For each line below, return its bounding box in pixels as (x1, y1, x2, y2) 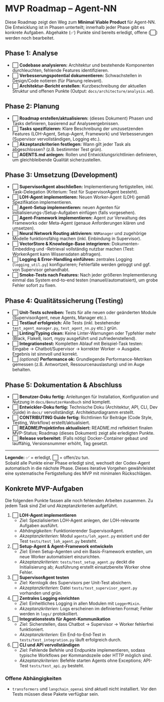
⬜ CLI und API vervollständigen (12, 642, 80, 648)
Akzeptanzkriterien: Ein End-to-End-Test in (19, 631, 106, 638)
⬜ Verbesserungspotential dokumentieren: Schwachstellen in (12, 72, 142, 78)
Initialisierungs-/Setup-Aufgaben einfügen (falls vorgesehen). (12, 210, 136, 215)
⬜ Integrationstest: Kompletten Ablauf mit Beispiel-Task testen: (12, 340, 143, 347)
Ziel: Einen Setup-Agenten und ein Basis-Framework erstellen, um (19, 548, 152, 554)
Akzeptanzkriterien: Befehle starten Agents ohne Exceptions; (19, 658, 143, 663)
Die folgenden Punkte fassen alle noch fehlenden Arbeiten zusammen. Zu (5, 497, 153, 503)
